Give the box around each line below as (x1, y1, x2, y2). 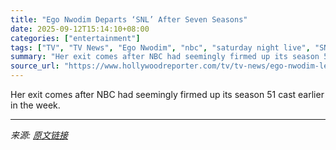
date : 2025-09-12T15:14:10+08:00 (10, 24, 150, 34)
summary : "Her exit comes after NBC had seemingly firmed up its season (10, 52, 320, 62)
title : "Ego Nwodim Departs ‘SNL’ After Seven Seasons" (10, 14, 248, 25)
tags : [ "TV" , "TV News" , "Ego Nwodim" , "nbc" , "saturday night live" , (10, 42, 311, 53)
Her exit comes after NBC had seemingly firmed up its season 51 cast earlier (10, 89, 325, 100)
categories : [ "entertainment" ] (10, 33, 141, 43)
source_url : (10, 61, 60, 71)
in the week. (10, 99, 61, 111)
